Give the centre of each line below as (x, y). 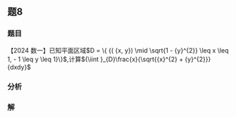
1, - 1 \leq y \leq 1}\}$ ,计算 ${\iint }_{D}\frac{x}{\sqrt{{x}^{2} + (95, 59)
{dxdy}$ (19, 67)
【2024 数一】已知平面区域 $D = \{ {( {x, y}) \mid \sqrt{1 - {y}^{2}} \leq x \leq (118, 50)
